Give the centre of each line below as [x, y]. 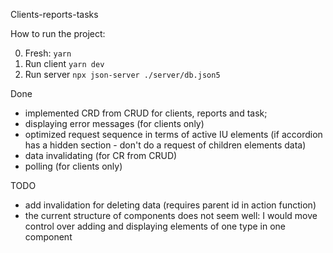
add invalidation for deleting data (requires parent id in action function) [170, 205]
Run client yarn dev [64, 63]
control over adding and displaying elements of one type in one [155, 226]
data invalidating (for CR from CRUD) [101, 155]
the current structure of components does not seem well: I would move [171, 215]
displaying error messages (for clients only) [114, 123]
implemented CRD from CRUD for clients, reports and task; [146, 113]
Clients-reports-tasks [54, 14]
